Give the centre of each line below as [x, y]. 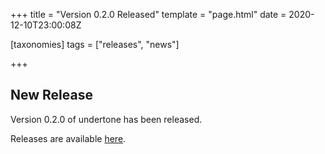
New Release [51, 95]
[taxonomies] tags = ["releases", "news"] [95, 44]
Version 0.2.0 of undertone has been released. [106, 119]
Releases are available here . [68, 138]
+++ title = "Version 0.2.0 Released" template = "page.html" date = [148, 14]
